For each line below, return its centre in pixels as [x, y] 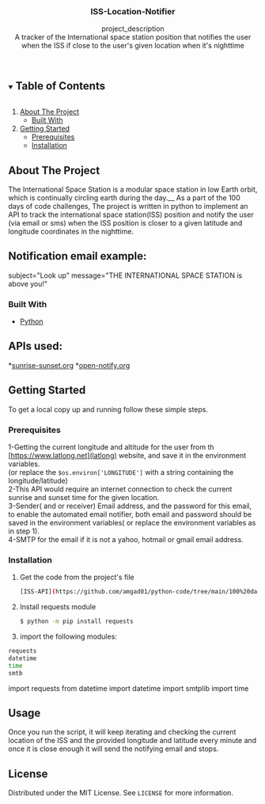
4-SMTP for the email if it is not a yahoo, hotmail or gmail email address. [126, 539]
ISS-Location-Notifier [133, 11]
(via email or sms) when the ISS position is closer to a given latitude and [125, 222]
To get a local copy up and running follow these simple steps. [108, 409]
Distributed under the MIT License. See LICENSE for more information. [121, 793]
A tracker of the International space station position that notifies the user [133, 37]
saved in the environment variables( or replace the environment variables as [132, 522]
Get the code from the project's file [77, 577]
